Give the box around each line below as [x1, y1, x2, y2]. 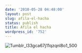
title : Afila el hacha [5, 25, 51, 30]
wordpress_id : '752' [5, 29, 47, 34]
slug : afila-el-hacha [5, 16, 49, 21]
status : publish [5, 20, 38, 26]
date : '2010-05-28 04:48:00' [5, 7, 64, 12]
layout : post [5, 12, 32, 16]
